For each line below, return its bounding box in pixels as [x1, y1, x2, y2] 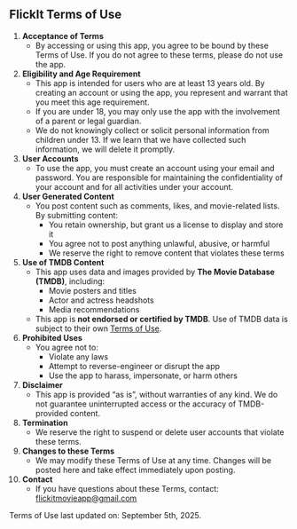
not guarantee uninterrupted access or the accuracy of [35, 399, 237, 409]
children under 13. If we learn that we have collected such [35, 134, 246, 145]
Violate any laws [48, 351, 109, 362]
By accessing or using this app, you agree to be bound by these [35, 40, 269, 51]
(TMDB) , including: [35, 275, 106, 287]
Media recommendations [48, 304, 140, 314]
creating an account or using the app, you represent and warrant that [35, 87, 288, 98]
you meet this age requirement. [35, 97, 150, 107]
